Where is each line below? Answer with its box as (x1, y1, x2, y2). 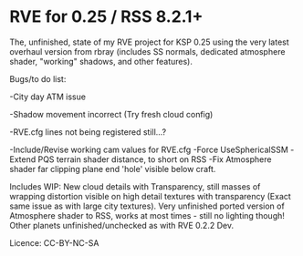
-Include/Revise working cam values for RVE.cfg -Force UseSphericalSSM (9, 144, 289, 155)
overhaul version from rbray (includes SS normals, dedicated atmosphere (9, 46, 286, 56)
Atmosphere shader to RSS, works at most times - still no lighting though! (9, 210, 286, 220)
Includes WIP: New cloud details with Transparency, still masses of (9, 180, 261, 192)
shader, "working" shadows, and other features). (9, 56, 193, 67)
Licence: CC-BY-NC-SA (9, 237, 99, 248)
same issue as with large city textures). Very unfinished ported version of (9, 200, 285, 211)
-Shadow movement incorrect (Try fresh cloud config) (9, 108, 214, 119)
